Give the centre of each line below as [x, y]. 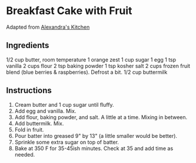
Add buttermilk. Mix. [39, 123]
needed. [25, 154]
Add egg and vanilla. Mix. [45, 111]
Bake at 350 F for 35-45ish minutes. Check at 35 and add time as [94, 148]
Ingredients [28, 45]
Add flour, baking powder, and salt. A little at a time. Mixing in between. [101, 117]
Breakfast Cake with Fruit [69, 11]
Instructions [29, 91]
